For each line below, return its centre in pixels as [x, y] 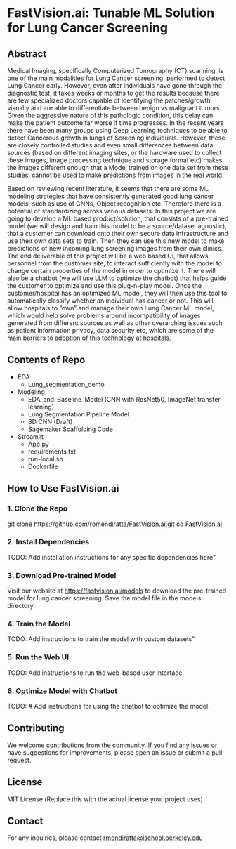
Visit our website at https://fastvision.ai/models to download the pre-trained [117, 591]
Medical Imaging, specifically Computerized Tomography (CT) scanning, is [116, 71]
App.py [38, 444]
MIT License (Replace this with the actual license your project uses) [105, 799]
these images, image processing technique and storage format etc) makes [115, 160]
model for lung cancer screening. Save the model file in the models [104, 598]
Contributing [36, 728]
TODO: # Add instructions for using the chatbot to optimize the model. [109, 706]
